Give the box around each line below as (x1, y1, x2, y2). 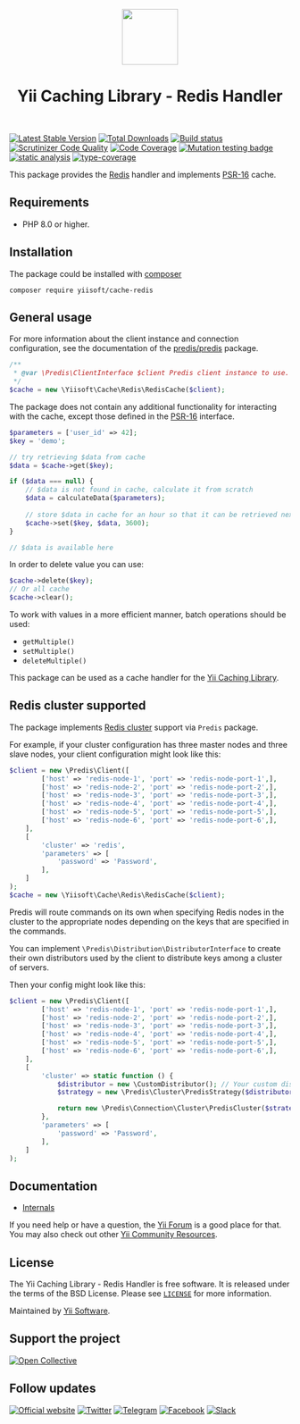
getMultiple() (21, 638, 75, 647)
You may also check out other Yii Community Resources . (9, 1229, 218, 1240)
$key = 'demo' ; (9, 436, 66, 446)
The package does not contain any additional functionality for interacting (9, 401, 277, 412)
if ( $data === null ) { (9, 477, 94, 486)
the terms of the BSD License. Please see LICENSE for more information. (9, 1288, 272, 1299)
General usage (9, 309, 92, 325)
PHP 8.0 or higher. (21, 219, 90, 230)
